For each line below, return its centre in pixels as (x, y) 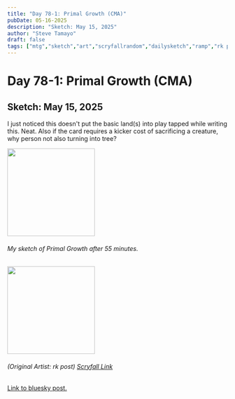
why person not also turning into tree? (62, 138)
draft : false (26, 40)
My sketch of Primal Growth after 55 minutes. (73, 248)
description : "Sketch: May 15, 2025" (62, 27)
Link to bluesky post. (37, 388)
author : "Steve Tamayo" (42, 33)
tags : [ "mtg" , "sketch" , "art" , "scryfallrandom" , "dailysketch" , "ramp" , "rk (115, 46)
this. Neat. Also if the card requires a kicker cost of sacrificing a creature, (113, 131)
